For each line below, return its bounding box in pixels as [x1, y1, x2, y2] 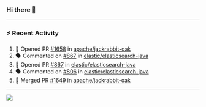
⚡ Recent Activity [6, 29, 59, 37]
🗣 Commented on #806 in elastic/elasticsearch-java [15, 67, 149, 75]
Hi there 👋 [6, 6, 37, 14]
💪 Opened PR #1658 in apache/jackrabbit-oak [15, 45, 131, 53]
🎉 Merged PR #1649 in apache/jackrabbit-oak [15, 76, 131, 84]
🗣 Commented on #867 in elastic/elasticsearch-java [15, 52, 149, 59]
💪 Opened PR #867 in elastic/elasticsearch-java [15, 61, 136, 68]
